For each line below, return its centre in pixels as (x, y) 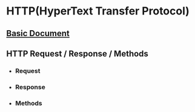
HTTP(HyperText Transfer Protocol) (98, 11)
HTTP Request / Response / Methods (77, 53)
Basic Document (38, 33)
